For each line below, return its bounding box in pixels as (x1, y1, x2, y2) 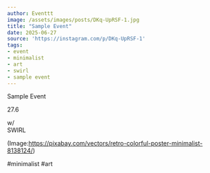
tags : (7, 42, 23, 49)
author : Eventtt (7, 10, 54, 17)
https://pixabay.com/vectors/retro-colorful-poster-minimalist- (28, 139, 203, 148)
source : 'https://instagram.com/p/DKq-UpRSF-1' (7, 36, 146, 42)
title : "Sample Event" (7, 23, 72, 29)
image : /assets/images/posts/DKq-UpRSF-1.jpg (7, 16, 139, 23)
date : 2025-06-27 (7, 29, 57, 36)
